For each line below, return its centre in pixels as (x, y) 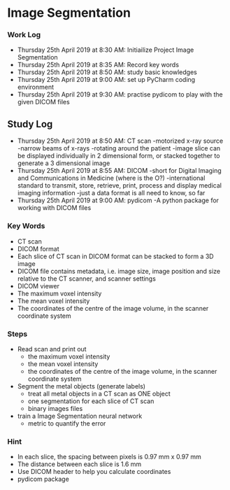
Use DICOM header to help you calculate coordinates (94, 472)
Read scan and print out (52, 349)
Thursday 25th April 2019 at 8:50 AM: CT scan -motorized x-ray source (120, 141)
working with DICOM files (54, 208)
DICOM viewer (38, 286)
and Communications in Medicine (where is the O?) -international (111, 178)
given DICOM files (43, 102)
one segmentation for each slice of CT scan (91, 401)
